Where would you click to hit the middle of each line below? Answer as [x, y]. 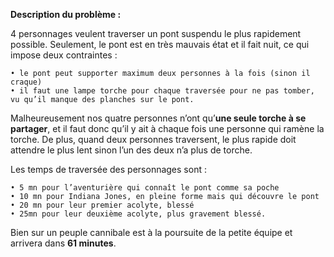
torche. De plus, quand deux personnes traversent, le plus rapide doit [153, 139]
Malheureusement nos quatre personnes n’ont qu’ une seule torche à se [158, 118]
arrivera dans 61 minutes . [63, 243]
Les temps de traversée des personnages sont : [108, 169]
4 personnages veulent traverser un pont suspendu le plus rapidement [156, 33]
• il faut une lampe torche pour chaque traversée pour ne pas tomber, [162, 91]
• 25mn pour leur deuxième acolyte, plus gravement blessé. [138, 214]
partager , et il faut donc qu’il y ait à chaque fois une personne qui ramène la [167, 128]
